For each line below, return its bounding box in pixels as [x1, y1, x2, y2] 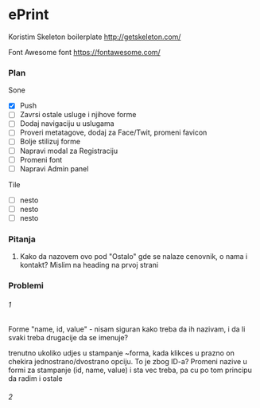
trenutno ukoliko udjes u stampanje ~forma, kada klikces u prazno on [8, 348, 235, 358]
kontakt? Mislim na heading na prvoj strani [19, 261, 159, 270]
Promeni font [19, 155, 63, 164]
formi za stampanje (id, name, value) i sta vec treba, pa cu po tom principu [8, 365, 252, 375]
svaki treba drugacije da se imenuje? [8, 333, 129, 343]
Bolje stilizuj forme [19, 137, 81, 147]
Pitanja [8, 233, 36, 245]
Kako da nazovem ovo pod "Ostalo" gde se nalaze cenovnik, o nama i [19, 252, 248, 261]
